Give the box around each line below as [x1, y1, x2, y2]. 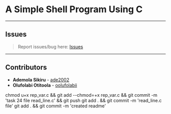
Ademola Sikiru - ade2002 [12, 76, 70, 82]
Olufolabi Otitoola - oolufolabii [12, 82, 77, 88]
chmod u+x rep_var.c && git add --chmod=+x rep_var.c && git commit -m [5, 92, 158, 98]
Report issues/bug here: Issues [17, 43, 83, 49]
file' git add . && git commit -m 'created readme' [5, 103, 106, 109]
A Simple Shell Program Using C [5, 4, 143, 15]
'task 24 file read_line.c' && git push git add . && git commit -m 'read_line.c [5, 97, 162, 103]
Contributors [5, 63, 47, 72]
